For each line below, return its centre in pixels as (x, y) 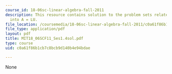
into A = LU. (24, 19)
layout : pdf (18, 34)
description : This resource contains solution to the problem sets (79, 15)
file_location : (21, 24)
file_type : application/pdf (35, 29)
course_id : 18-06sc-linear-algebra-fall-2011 (55, 10)
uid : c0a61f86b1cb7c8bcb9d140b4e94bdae (48, 48)
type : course (19, 43)
